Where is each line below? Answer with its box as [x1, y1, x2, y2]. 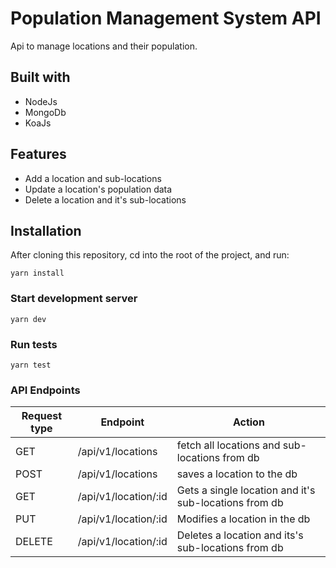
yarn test [10, 360, 52, 370]
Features [10, 146, 67, 163]
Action [232, 415, 265, 429]
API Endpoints [10, 383, 81, 397]
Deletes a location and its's [176, 528, 304, 542]
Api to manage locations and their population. [10, 40, 198, 52]
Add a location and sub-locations [24, 172, 162, 184]
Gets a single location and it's [176, 483, 316, 497]
